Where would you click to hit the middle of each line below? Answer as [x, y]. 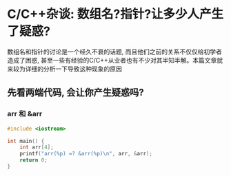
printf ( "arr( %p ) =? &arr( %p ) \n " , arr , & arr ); [86, 154]
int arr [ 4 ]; [37, 147]
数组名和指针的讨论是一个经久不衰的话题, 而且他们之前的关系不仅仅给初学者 [114, 52]
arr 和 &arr [25, 114]
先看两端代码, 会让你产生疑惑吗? [76, 92]
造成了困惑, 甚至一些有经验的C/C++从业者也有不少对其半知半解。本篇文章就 [115, 60]
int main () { [26, 141]
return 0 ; [34, 160]
